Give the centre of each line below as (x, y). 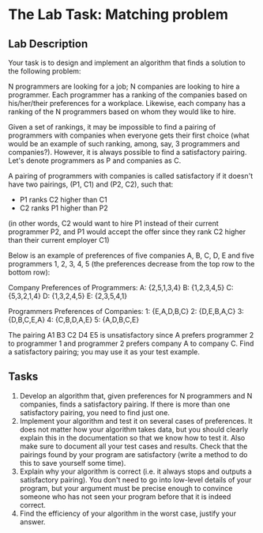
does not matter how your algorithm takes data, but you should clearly (134, 429)
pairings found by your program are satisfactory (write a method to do (133, 454)
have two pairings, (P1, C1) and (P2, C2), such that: (91, 184)
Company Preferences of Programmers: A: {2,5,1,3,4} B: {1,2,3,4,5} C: (121, 287)
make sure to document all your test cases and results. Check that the (133, 446)
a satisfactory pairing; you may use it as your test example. (104, 352)
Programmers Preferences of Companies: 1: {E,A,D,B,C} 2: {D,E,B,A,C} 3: (126, 311)
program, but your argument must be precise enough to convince (126, 488)
